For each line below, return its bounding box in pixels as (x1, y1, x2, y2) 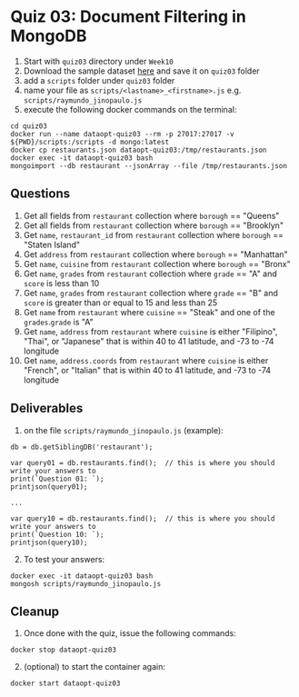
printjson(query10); (10, 538, 89, 547)
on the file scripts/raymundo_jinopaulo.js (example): (23, 424, 224, 435)
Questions (10, 186, 71, 202)
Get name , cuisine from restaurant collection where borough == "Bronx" (23, 258, 291, 269)
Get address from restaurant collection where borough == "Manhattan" (23, 248, 289, 260)
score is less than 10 (23, 277, 99, 288)
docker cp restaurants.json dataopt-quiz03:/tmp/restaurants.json (10, 145, 267, 154)
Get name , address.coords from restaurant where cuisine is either (23, 354, 269, 365)
